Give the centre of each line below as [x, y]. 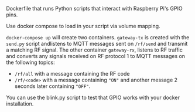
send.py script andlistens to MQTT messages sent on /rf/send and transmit [97, 44]
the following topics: [30, 62]
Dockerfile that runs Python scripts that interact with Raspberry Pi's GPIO [94, 9]
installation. [20, 104]
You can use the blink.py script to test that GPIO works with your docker [93, 97]
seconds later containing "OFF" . [52, 86]
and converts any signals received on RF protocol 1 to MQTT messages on [96, 56]
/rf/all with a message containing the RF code [72, 74]
